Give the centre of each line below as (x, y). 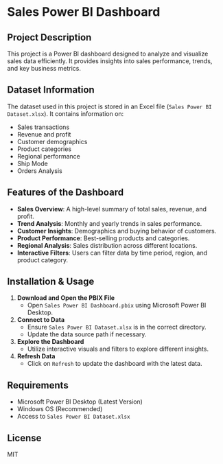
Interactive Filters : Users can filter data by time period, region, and (112, 253)
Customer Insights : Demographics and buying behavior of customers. (117, 231)
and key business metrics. (44, 68)
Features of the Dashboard (66, 193)
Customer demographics (52, 141)
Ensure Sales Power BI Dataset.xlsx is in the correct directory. (117, 327)
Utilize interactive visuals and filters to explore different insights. (118, 349)
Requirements (38, 385)
